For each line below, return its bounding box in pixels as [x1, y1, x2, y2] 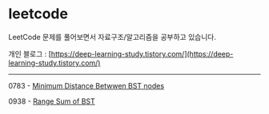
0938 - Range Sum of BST [8, 96, 95, 106]
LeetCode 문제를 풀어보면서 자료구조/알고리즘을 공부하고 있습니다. [8, 32, 216, 41]
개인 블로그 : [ [8, 49, 52, 58]
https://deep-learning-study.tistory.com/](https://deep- [50, 49, 234, 58]
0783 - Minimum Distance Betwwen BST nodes [8, 81, 165, 90]
